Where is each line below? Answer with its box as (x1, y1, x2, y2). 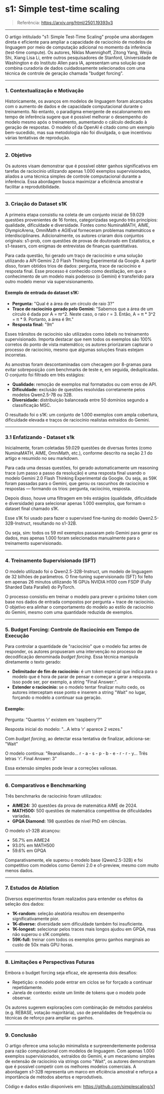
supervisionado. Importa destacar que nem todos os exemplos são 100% (5, 336, 152, 342)
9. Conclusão (5, 1032, 38, 1039)
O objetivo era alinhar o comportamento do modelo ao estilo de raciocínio (5, 604, 153, 610)
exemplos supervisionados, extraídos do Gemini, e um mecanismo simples (5, 1053, 155, 1059)
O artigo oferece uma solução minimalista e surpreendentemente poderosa (5, 1043, 156, 1049)
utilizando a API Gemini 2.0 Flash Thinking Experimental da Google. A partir (5, 258, 157, 264)
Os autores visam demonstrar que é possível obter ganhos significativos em (5, 163, 158, 169)
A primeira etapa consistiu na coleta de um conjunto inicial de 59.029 (5, 212, 144, 217)
